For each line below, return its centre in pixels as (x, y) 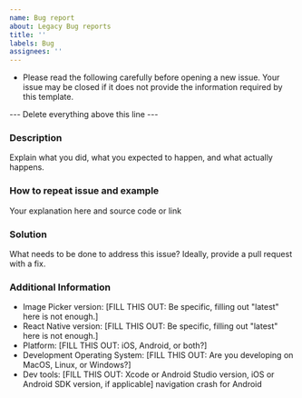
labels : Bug (32, 43)
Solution (29, 234)
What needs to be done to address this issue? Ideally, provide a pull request (151, 254)
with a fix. (28, 264)
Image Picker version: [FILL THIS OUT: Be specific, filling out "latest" (151, 307)
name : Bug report (42, 18)
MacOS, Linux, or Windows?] (77, 365)
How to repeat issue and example (84, 191)
